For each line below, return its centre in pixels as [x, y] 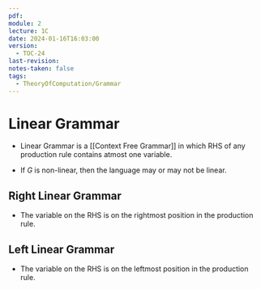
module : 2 [25, 23]
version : [23, 46]
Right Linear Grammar [65, 195]
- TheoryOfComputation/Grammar [68, 83]
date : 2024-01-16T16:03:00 [54, 38]
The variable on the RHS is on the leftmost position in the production [134, 269]
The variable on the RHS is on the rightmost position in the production [137, 215]
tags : [17, 76]
